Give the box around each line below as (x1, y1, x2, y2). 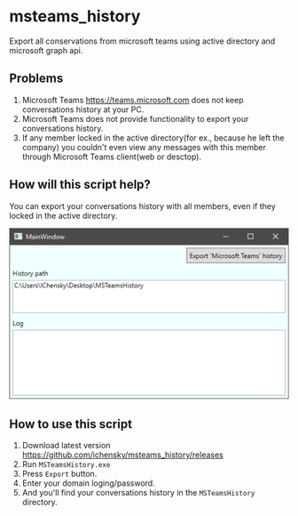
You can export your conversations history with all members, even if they (9, 200, 277, 211)
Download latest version (21, 440, 111, 451)
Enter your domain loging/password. (21, 478, 155, 488)
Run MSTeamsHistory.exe (21, 459, 111, 470)
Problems (9, 71, 64, 86)
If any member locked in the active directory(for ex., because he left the (21, 132, 285, 143)
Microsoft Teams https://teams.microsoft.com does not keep (21, 94, 244, 105)
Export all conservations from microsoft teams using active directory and (9, 36, 276, 46)
